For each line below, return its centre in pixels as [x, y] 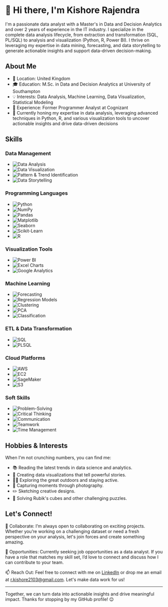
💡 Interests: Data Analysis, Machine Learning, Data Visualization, [79, 97]
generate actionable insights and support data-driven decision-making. [79, 51]
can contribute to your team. [34, 562]
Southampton [26, 91]
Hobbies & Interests [36, 446]
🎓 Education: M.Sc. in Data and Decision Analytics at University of [81, 84]
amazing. [14, 542]
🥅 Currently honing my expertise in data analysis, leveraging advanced [85, 113]
